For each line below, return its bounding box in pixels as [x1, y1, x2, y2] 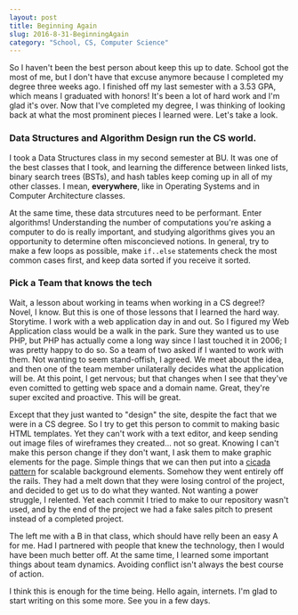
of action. [9, 568, 44, 579]
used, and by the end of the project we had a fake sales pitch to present [9, 504, 273, 514]
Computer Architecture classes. [9, 190, 126, 201]
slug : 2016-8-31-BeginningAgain [9, 29, 129, 38]
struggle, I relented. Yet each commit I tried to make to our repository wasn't [9, 494, 289, 504]
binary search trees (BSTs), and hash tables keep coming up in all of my [9, 171, 273, 182]
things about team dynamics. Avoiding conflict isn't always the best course [9, 559, 284, 570]
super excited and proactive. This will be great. [9, 391, 181, 402]
